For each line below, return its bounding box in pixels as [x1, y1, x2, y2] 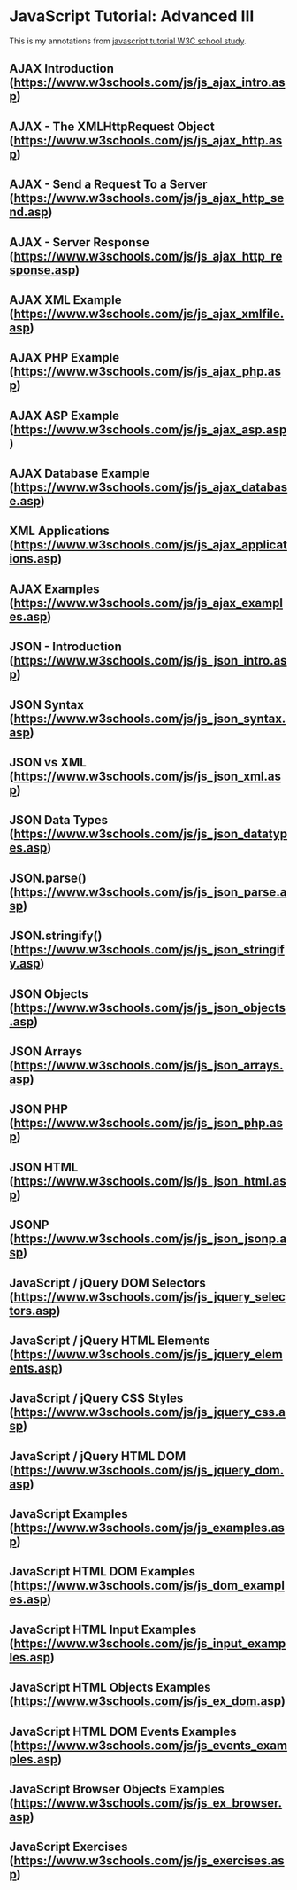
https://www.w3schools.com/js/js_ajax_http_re [13, 248, 283, 263]
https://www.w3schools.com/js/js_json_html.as [13, 1173, 287, 1188]
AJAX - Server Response [9, 235, 150, 250]
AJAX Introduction [9, 61, 115, 76]
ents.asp [9, 1360, 59, 1375]
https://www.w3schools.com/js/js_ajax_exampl [13, 595, 284, 611]
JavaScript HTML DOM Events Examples [9, 1723, 237, 1738]
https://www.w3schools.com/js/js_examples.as [13, 1521, 286, 1536]
